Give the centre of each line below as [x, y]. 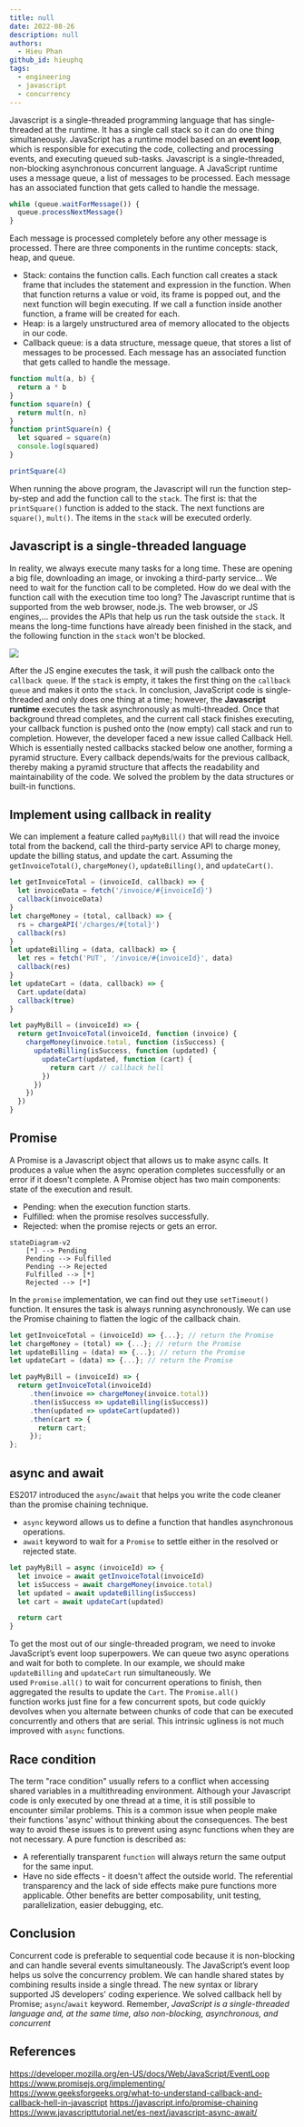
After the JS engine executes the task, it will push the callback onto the [142, 670]
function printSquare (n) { [60, 429]
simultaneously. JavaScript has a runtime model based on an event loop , [146, 139]
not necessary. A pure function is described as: [98, 1839]
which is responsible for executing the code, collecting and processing [142, 149]
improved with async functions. [67, 1731]
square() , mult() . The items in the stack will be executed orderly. [131, 517]
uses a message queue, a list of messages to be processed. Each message [150, 177]
